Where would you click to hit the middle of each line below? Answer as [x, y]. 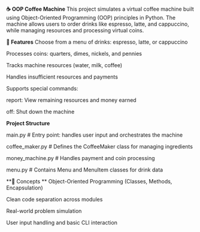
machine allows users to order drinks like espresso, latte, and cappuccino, [98, 24]
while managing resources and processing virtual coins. [75, 30]
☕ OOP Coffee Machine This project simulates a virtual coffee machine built [100, 9]
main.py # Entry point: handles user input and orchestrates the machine [95, 135]
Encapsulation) [25, 188]
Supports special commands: [42, 88]
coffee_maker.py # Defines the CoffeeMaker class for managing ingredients [100, 147]
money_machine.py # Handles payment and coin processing [81, 158]
